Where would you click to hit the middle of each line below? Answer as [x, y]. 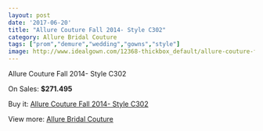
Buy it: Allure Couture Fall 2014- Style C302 [78, 104]
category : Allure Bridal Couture [63, 37]
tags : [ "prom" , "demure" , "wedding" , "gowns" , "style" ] [94, 44]
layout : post [29, 15]
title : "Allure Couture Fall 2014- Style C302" [87, 30]
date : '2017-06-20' [40, 23]
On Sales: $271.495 [40, 89]
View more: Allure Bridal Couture [61, 119]
